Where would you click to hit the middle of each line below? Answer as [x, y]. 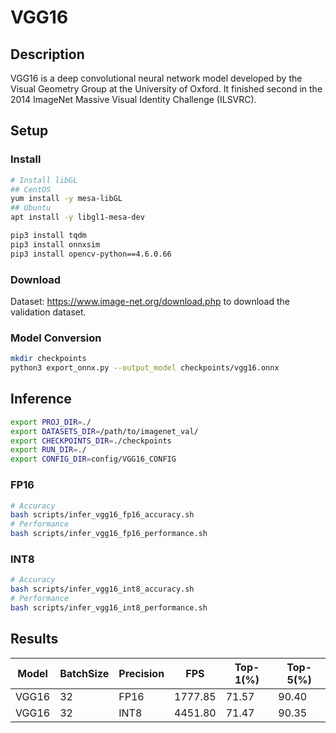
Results [34, 639]
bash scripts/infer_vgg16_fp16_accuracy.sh [102, 515]
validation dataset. [48, 312]
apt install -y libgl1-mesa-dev [77, 217]
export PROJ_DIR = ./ [51, 422]
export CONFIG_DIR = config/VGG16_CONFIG [93, 459]
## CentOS [31, 189]
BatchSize [84, 673]
